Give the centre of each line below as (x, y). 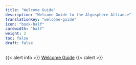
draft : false (19, 43)
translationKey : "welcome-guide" (41, 19)
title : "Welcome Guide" (31, 10)
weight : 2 (16, 34)
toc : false (17, 39)
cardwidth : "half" (25, 29)
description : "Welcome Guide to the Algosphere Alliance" (68, 15)
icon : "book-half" (25, 24)
